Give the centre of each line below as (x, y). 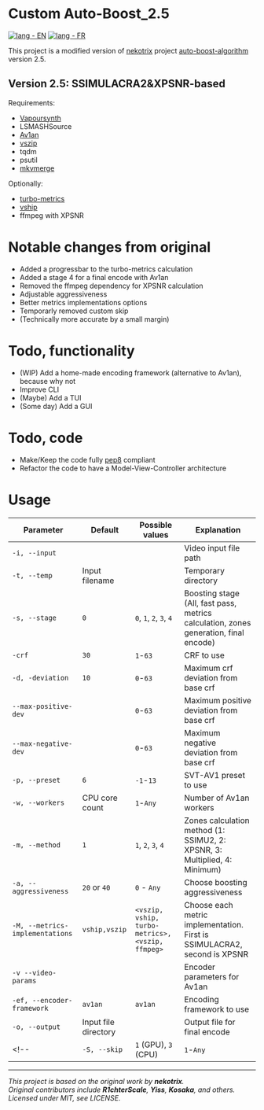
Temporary (205, 570)
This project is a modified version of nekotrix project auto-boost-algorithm (128, 50)
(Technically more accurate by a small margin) (94, 319)
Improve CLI (39, 389)
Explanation (218, 529)
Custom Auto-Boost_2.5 (89, 14)
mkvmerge (37, 168)
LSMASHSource (46, 126)
